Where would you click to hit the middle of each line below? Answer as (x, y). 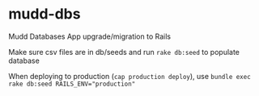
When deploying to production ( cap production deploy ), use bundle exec (129, 76)
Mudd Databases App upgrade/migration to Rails (90, 36)
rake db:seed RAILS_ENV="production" (72, 84)
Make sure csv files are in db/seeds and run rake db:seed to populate (124, 52)
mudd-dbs (45, 14)
